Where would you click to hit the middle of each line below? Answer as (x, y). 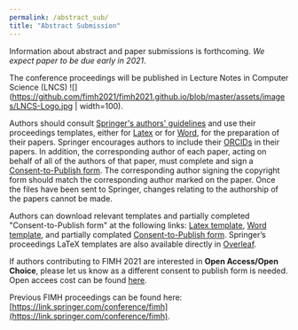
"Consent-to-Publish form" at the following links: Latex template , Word (138, 225)
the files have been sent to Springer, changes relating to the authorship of (144, 189)
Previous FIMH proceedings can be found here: (96, 297)
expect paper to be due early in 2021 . (78, 60)
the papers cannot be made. (61, 198)
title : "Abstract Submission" (65, 26)
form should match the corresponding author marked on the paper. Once (142, 179)
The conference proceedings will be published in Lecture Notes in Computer (149, 77)
